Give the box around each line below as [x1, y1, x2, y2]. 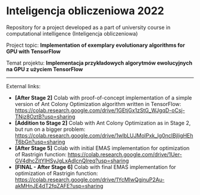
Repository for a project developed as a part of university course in [6, 24, 171, 31]
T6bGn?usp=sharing [14, 138, 65, 145]
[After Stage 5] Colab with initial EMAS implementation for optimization [14, 144, 190, 152]
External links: [6, 82, 41, 89]
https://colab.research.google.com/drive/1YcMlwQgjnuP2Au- [14, 176, 165, 183]
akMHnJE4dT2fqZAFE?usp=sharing [14, 182, 104, 189]
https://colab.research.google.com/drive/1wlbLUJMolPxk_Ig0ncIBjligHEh [14, 132, 193, 139]
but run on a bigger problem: [14, 126, 86, 133]
